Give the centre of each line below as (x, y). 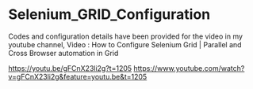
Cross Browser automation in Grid (63, 53)
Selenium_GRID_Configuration (109, 15)
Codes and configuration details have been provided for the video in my (126, 36)
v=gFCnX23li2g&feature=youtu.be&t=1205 (78, 76)
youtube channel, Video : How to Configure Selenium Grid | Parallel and (125, 44)
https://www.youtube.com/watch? (189, 68)
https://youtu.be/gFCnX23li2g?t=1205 (70, 68)
